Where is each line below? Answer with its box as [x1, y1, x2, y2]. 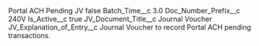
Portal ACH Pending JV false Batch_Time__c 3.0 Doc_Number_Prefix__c [8, 6, 241, 15]
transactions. [8, 31, 51, 40]
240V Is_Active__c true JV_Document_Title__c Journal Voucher [8, 14, 212, 23]
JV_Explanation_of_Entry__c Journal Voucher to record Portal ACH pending [8, 23, 251, 32]
